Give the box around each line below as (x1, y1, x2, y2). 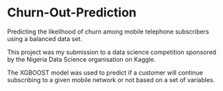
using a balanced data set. (7, 34, 83, 42)
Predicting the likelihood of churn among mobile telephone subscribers (7, 27, 209, 36)
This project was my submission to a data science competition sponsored (7, 48, 217, 56)
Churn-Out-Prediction (7, 5, 137, 21)
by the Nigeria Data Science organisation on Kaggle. (7, 55, 156, 63)
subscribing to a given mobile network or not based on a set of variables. (7, 75, 215, 83)
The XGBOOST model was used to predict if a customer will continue (7, 68, 204, 77)
